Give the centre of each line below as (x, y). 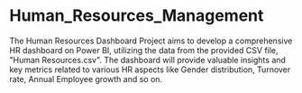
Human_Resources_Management (137, 16)
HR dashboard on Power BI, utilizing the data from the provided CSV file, (144, 50)
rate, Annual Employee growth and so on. (86, 79)
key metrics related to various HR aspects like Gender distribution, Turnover (150, 70)
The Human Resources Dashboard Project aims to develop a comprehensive (151, 41)
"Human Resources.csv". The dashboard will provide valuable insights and (148, 60)
